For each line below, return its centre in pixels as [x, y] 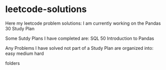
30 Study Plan [20, 28]
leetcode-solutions [46, 9]
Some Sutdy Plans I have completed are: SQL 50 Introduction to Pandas [80, 38]
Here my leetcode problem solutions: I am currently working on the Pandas [83, 23]
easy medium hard [24, 53]
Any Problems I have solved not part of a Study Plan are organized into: [79, 48]
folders [13, 63]
